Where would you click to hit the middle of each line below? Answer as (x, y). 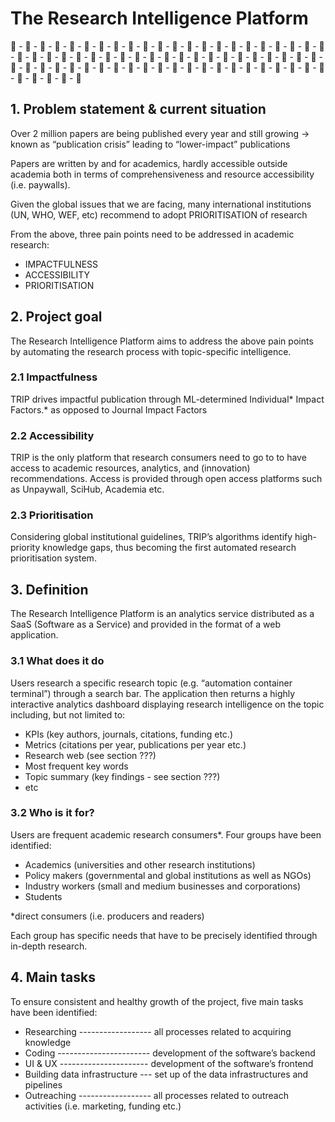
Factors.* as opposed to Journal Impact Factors (109, 409)
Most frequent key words (76, 766)
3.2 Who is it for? (52, 813)
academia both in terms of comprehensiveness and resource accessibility (162, 174)
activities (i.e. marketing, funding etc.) (103, 1106)
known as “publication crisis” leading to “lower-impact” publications (150, 144)
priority (25, 548)
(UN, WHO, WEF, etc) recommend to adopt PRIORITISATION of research (159, 214)
